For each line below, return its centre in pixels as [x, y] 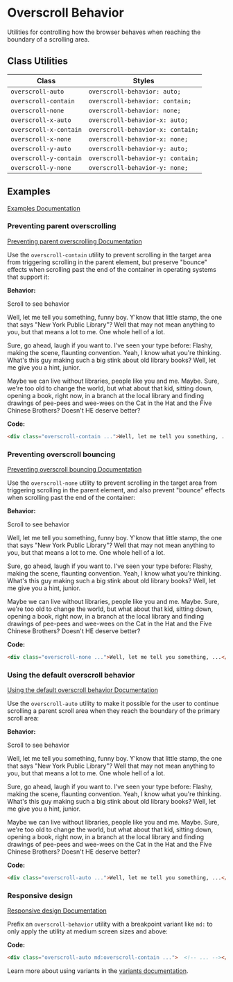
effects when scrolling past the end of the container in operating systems [112, 269]
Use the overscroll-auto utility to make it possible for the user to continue [113, 704]
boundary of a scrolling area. [49, 39]
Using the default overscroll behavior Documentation [83, 690]
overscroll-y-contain [46, 158]
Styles [144, 80]
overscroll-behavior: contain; [140, 101]
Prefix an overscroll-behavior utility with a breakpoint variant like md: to [110, 924]
